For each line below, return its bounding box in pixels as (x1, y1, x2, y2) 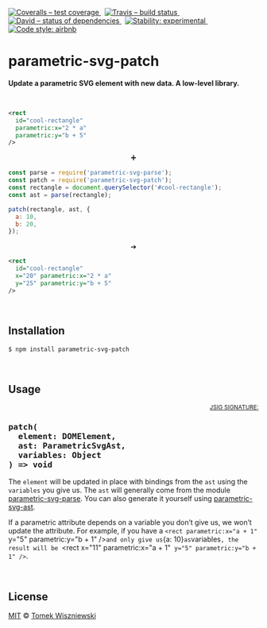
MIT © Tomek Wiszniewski (8, 611, 97, 621)
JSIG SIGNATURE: (209, 403, 259, 412)
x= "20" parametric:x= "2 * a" (15, 272, 112, 280)
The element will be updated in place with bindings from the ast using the (8, 477, 248, 487)
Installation (8, 324, 65, 337)
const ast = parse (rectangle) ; (8, 191, 112, 198)
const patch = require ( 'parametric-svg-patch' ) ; (8, 176, 172, 184)
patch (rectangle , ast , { (8, 205, 91, 214)
